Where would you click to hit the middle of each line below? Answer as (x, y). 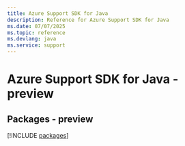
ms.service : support (37, 45)
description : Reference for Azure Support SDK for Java (88, 20)
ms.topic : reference (37, 33)
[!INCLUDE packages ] (38, 135)
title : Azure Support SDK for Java (58, 13)
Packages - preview (50, 119)
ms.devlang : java (32, 39)
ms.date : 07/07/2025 (37, 26)
